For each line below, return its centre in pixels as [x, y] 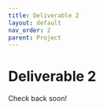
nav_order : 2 [30, 30]
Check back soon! [37, 99]
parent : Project [35, 38]
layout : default [35, 23]
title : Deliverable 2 [44, 15]
